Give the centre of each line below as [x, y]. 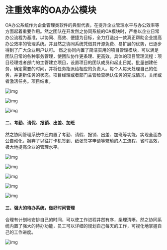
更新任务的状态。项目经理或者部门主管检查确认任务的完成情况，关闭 [88, 75]
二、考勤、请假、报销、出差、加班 [40, 122]
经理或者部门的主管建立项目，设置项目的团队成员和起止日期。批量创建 [81, 62]
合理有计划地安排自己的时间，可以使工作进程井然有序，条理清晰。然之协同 [81, 220]
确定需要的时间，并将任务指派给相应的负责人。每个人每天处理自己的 [83, 68]
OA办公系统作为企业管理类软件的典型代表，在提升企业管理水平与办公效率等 [82, 25]
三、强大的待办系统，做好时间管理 [40, 208]
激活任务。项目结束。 [31, 81]
